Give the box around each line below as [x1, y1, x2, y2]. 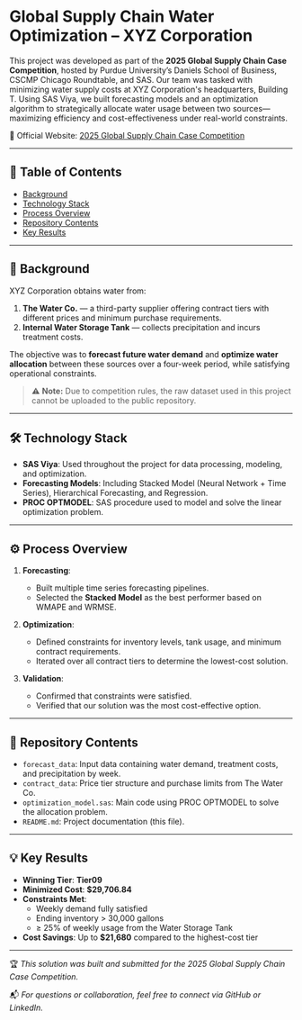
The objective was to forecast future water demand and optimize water [9, 348, 279, 359]
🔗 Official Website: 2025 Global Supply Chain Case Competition [9, 130, 245, 140]
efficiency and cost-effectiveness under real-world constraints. [53, 113, 289, 123]
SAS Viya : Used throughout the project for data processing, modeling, [22, 459, 283, 470]
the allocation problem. [22, 807, 108, 817]
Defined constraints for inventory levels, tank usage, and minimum [35, 636, 281, 647]
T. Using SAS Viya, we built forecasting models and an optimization [9, 93, 259, 104]
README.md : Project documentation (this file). [22, 817, 185, 826]
